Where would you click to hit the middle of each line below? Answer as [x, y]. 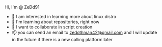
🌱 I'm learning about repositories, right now [55, 22]
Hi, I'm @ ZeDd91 [22, 7]
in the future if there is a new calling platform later [62, 39]
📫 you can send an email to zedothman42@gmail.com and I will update [84, 32]
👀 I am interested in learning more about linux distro [64, 16]
